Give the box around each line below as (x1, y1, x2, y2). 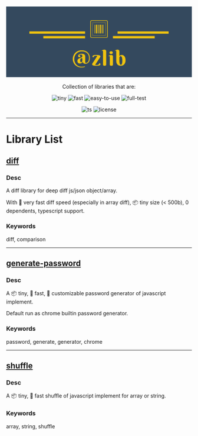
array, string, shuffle (6, 422, 55, 429)
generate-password (6, 259, 81, 269)
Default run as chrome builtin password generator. (6, 310, 128, 317)
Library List (6, 133, 63, 146)
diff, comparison (6, 235, 46, 243)
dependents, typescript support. (6, 208, 85, 215)
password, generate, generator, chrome (6, 338, 103, 345)
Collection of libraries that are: (62, 83, 136, 91)
